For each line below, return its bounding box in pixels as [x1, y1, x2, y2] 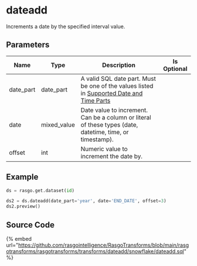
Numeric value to [80, 145, 128, 153]
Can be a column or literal [80, 113, 151, 121]
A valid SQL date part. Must [80, 74, 157, 83]
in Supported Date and [80, 89, 143, 97]
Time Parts [80, 96, 111, 104]
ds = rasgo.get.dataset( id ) [6, 187, 75, 193]
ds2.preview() [6, 203, 41, 210]
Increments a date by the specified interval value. [6, 23, 125, 30]
